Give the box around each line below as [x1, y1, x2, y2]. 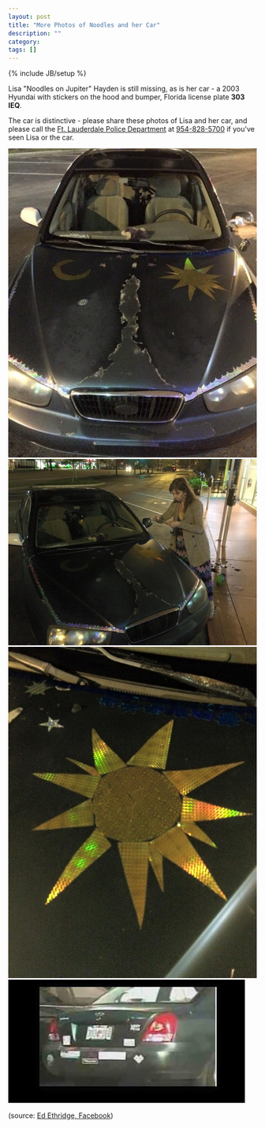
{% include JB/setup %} [8, 69, 87, 78]
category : [8, 38, 41, 46]
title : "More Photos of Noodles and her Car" [8, 21, 160, 29]
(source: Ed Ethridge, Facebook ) [8, 1111, 114, 1120]
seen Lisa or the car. [8, 133, 75, 142]
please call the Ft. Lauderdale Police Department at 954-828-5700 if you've [8, 125, 255, 134]
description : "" [8, 29, 62, 37]
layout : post [8, 13, 51, 21]
